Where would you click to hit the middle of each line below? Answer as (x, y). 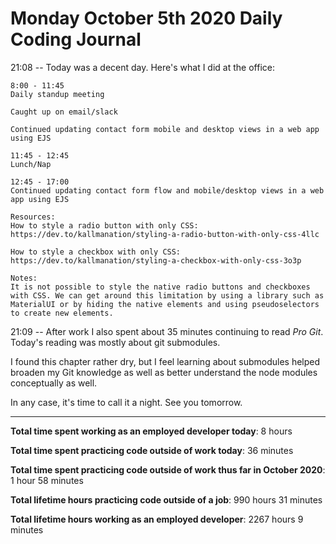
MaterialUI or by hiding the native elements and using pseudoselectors (165, 304)
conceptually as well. (54, 383)
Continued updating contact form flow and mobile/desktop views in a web (167, 190)
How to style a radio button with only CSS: (104, 225)
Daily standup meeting (57, 94)
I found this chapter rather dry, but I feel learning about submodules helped (165, 361)
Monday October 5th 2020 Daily (146, 18)
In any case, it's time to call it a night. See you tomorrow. (126, 402)
